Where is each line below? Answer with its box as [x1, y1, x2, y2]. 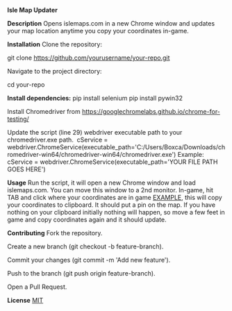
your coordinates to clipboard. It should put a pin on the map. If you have [7, 201, 216, 209]
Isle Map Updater [7, 6, 58, 14]
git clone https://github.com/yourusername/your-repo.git [7, 53, 170, 62]
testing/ [7, 115, 29, 123]
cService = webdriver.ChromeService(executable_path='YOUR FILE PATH [7, 158, 218, 166]
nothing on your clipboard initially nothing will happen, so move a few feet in [7, 208, 226, 216]
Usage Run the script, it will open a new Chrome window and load [7, 178, 196, 187]
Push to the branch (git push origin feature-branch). [7, 269, 156, 277]
